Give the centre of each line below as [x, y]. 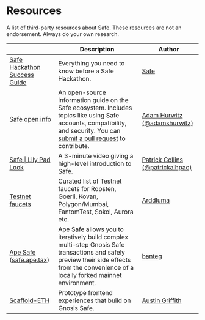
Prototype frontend [85, 292]
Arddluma [156, 200]
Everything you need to [92, 63]
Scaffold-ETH [30, 300]
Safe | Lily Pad [30, 160]
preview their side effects [95, 259]
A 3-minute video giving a [96, 155]
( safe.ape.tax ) [30, 259]
